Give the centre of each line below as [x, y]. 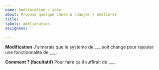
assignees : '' [20, 28]
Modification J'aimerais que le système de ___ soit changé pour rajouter [79, 47]
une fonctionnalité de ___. [31, 52]
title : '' [15, 19]
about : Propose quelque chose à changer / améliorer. [62, 14]
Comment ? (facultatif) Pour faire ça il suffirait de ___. [61, 62]
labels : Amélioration [28, 24]
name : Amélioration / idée [33, 10]
